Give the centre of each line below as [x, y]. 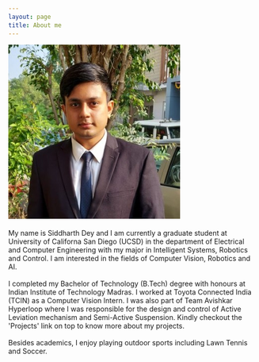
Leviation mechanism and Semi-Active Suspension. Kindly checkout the [126, 317]
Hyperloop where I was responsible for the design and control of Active [125, 309]
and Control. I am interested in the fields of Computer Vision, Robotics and [129, 258]
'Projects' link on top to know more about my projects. [96, 325]
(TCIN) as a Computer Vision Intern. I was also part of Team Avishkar [120, 300]
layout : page [30, 17]
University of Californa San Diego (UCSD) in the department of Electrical [126, 241]
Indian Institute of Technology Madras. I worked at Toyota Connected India [130, 292]
